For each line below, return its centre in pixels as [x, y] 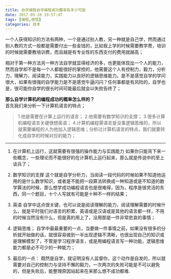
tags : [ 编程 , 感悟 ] [23, 19]
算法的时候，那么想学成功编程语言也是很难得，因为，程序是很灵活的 [89, 188]
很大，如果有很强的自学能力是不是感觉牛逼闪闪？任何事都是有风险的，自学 [83, 82]
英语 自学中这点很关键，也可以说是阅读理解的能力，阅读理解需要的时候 [87, 205]
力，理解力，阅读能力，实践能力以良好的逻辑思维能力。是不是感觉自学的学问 [85, 76]
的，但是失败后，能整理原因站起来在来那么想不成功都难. [71, 271]
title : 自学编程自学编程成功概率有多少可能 [46, 10]
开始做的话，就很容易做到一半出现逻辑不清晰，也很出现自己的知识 [91, 235]
